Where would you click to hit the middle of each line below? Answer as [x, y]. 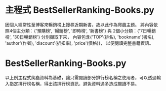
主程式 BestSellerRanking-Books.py [80, 10]
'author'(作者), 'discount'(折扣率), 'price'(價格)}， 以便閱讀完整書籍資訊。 [80, 43]
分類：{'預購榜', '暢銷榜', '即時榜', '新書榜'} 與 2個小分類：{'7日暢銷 [88, 30]
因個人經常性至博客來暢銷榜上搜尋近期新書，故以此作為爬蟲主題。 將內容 [79, 25]
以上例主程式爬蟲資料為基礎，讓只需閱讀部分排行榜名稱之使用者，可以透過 [81, 77]
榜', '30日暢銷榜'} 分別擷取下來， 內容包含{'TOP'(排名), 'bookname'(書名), [80, 37]
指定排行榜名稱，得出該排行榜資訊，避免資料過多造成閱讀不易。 [74, 84]
